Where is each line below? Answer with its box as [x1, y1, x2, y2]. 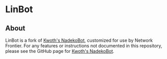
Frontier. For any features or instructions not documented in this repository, [5, 43, 162, 49]
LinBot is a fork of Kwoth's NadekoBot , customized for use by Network [5, 37, 153, 43]
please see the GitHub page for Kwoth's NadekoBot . [5, 48, 115, 54]
